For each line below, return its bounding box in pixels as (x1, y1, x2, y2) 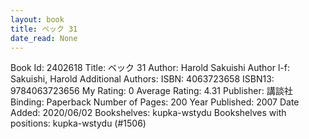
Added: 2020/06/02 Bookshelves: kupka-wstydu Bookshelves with (10, 107, 287, 119)
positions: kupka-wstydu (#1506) (10, 117, 147, 130)
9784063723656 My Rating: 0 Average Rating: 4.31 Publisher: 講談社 (10, 85, 293, 97)
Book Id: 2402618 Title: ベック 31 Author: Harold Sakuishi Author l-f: (10, 62, 290, 74)
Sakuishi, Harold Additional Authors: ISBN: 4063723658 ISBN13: (10, 73, 275, 85)
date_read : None (10, 33, 78, 43)
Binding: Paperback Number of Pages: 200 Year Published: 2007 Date (10, 96, 300, 108)
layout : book (10, 14, 65, 25)
